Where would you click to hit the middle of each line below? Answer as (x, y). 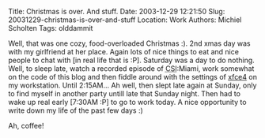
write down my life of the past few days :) (76, 110)
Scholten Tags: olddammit (51, 28)
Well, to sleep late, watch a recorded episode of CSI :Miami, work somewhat (131, 69)
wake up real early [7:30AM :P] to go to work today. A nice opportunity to (127, 102)
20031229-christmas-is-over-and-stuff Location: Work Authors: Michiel (125, 20)
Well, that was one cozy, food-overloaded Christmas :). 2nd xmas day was (129, 43)
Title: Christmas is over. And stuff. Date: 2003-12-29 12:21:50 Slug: (117, 11)
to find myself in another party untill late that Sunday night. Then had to (125, 93)
